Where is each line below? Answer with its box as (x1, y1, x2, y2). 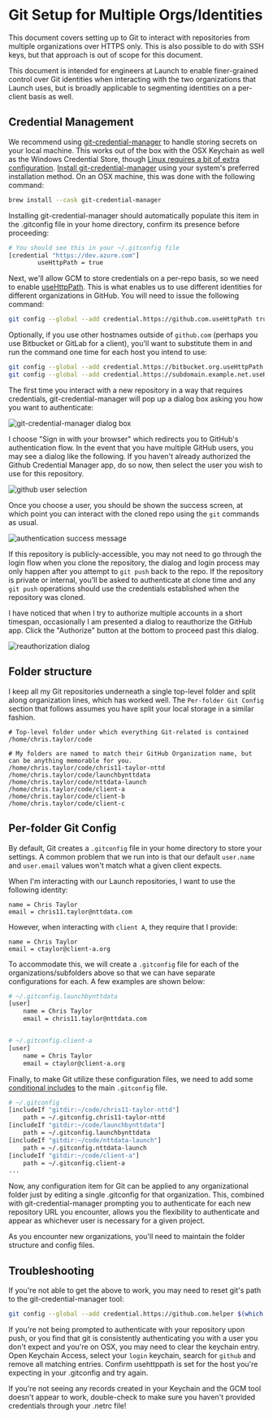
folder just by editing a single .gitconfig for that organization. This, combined (8, 1190, 265, 1200)
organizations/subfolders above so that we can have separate (8, 967, 215, 978)
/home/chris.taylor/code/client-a (8, 785, 126, 793)
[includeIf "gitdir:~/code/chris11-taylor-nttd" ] (8, 1106, 180, 1115)
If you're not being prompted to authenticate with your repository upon (8, 1325, 245, 1334)
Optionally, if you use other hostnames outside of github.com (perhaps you (8, 330, 258, 339)
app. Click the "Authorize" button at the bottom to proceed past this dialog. (8, 625, 259, 635)
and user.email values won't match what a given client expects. (8, 861, 223, 870)
